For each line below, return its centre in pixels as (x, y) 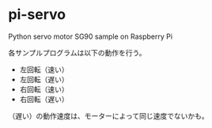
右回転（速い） (44, 89)
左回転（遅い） (44, 79)
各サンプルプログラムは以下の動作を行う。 (77, 52)
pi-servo (37, 15)
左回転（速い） (44, 70)
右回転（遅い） (44, 99)
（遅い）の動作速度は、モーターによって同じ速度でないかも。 (108, 115)
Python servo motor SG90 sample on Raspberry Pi (90, 36)
